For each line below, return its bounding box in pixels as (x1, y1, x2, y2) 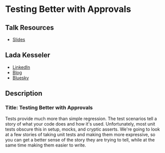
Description (5, 89, 42, 98)
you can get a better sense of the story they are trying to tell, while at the (5, 137, 155, 143)
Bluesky (12, 75, 29, 81)
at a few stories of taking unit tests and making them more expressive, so (5, 131, 156, 138)
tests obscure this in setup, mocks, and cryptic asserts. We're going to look (5, 126, 161, 132)
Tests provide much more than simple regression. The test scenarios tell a (5, 116, 157, 122)
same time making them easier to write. (5, 142, 86, 148)
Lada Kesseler (5, 51, 51, 59)
